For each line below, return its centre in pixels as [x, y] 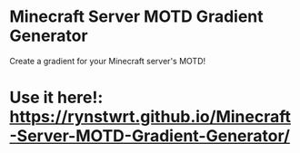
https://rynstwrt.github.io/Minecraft [150, 117]
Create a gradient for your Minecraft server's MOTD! [108, 61]
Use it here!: [56, 98]
